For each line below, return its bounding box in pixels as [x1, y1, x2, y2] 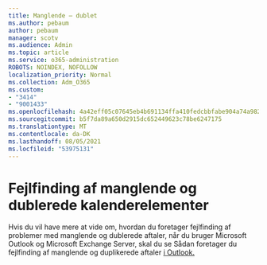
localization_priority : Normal [8, 71, 112, 79]
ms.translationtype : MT [8, 123, 87, 131]
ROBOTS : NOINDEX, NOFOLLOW [8, 64, 98, 72]
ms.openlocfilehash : [8, 108, 77, 116]
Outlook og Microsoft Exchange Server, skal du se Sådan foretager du [8, 240, 238, 249]
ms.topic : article [8, 49, 69, 57]
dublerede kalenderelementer [8, 196, 209, 214]
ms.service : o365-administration [8, 57, 119, 64]
